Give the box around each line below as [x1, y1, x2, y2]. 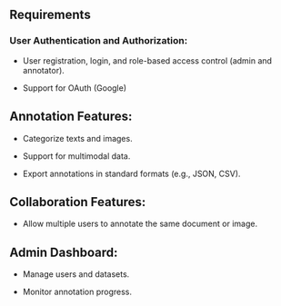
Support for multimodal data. [22, 150, 131, 162]
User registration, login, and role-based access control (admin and [22, 54, 273, 66]
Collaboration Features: [9, 194, 146, 210]
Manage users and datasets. [22, 269, 130, 280]
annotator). [22, 64, 65, 75]
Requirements [9, 7, 91, 23]
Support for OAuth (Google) [22, 82, 127, 94]
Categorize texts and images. [22, 133, 134, 143]
